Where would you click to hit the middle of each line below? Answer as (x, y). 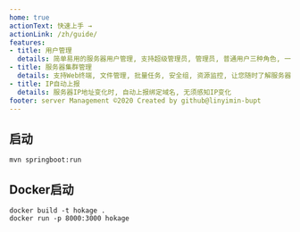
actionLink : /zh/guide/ (54, 34)
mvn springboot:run (46, 160)
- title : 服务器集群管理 (50, 68)
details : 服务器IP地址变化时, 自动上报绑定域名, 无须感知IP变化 (125, 92)
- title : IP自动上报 (45, 84)
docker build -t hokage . (57, 211)
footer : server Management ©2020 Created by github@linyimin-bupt (135, 100)
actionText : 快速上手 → (50, 26)
